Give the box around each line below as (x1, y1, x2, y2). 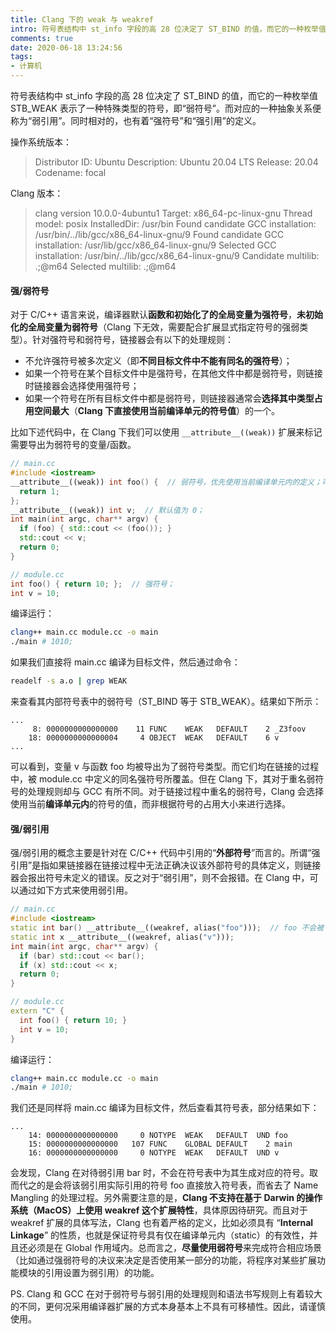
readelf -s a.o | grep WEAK (10, 676, 128, 686)
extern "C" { (10, 1006, 65, 1016)
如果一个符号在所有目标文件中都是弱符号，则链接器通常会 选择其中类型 (24, 392, 315, 405)
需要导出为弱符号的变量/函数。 (10, 439, 137, 451)
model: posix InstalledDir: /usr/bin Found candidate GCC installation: (34, 218, 317, 230)
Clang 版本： (10, 187, 64, 199)
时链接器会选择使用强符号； (24, 380, 140, 392)
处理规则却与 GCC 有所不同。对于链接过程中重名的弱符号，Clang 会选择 (27, 786, 325, 798)
